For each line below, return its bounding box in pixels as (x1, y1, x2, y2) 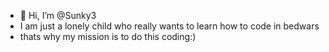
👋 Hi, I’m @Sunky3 (19, 10, 97, 21)
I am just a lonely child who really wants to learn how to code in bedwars (19, 20, 320, 32)
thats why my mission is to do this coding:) (19, 31, 197, 42)
